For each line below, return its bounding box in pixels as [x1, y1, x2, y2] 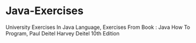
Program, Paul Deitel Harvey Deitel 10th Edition [5, 29, 120, 37]
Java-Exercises [5, 4, 84, 18]
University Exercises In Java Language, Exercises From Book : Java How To [5, 24, 191, 31]
